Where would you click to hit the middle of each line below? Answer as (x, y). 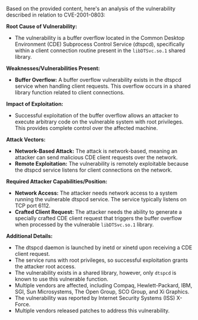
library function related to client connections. (70, 92)
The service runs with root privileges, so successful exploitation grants (101, 260)
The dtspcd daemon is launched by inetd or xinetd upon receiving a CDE (103, 248)
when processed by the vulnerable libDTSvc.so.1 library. (84, 224)
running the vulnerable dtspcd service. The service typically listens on (100, 199)
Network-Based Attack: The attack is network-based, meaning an (96, 151)
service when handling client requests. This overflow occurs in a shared (103, 86)
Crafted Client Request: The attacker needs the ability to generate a (98, 212)
